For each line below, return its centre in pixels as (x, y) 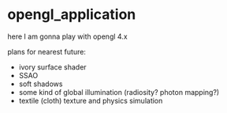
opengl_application (72, 15)
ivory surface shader (53, 67)
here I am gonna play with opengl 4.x (67, 36)
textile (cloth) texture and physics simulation (91, 100)
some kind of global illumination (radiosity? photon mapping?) (119, 92)
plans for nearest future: (47, 51)
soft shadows (41, 84)
